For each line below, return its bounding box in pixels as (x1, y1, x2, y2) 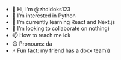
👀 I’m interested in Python (11, 12, 76, 19)
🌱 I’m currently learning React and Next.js (11, 19, 116, 25)
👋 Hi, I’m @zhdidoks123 (11, 6, 71, 13)
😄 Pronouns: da (11, 40, 52, 47)
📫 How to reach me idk (11, 32, 71, 38)
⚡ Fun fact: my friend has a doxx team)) (11, 47, 110, 54)
